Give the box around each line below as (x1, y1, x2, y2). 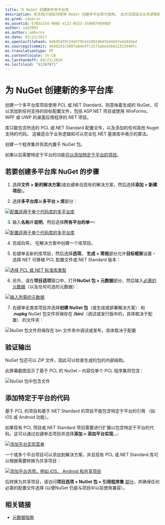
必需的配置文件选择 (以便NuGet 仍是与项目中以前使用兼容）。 (5, 485, 128, 491)
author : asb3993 (5, 26, 38, 31)
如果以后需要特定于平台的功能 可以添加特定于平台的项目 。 (5, 152, 121, 158)
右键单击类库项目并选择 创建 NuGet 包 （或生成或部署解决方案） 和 (12, 305, 145, 310)
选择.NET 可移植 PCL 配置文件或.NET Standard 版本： (12, 256, 121, 262)
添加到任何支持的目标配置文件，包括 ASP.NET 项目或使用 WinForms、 (9, 108, 151, 114)
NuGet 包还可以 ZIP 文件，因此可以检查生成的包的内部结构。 (5, 357, 128, 363)
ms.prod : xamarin (5, 16, 41, 21)
